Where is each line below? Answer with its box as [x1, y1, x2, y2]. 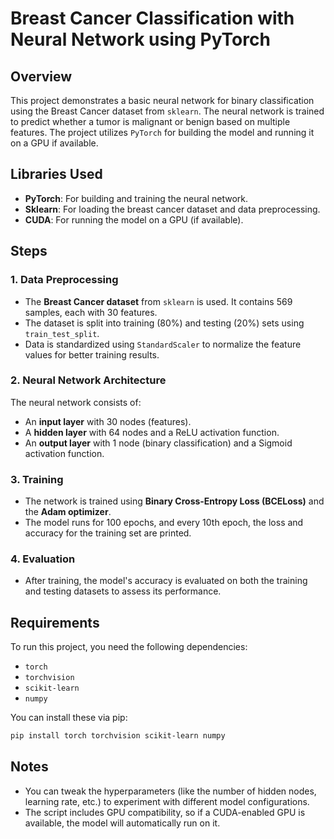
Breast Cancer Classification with [10, 7, 295, 30]
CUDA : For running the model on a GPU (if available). [24, 213, 244, 226]
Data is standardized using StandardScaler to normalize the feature [24, 338, 302, 350]
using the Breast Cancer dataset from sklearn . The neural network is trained [10, 105, 325, 117]
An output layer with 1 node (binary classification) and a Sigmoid [24, 437, 293, 449]
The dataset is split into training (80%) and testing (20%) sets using [24, 317, 305, 329]
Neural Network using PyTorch [10, 28, 271, 51]
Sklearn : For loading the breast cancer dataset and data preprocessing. [24, 203, 321, 215]
